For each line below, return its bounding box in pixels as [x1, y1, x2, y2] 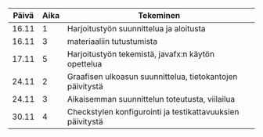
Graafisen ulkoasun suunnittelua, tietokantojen [67, 71, 238, 81]
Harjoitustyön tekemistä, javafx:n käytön [67, 49, 215, 59]
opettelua [67, 59, 103, 69]
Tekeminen [138, 10, 181, 20]
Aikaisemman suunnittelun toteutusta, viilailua [67, 94, 236, 104]
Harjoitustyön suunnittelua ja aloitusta [67, 23, 206, 34]
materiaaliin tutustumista [67, 36, 158, 46]
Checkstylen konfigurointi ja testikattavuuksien [67, 106, 240, 117]
